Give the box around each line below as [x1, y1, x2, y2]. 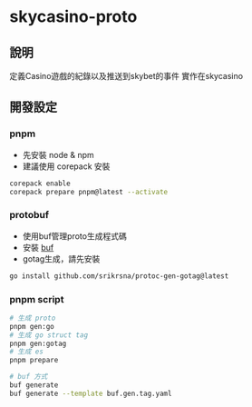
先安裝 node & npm [22, 149, 95, 160]
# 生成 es [9, 347, 44, 356]
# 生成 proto [9, 313, 56, 323]
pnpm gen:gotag [9, 339, 67, 348]
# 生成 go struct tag [9, 330, 89, 340]
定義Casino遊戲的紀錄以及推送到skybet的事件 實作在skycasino [9, 71, 243, 81]
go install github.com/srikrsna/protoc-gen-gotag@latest [9, 271, 229, 281]
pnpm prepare [9, 356, 59, 365]
